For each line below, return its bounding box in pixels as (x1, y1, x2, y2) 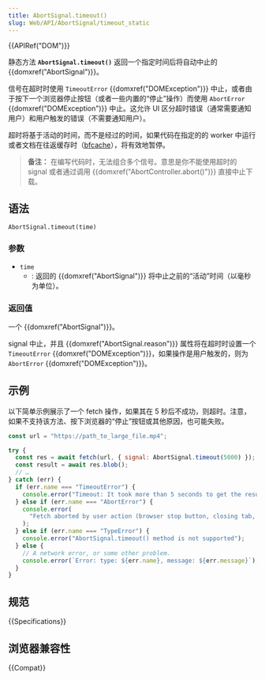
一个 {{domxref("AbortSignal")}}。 (8, 322, 120, 331)
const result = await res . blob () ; (15, 461, 129, 469)
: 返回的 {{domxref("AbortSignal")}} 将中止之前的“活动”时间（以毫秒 (31, 270, 252, 281)
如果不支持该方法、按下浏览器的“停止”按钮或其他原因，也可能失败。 (8, 416, 229, 425)
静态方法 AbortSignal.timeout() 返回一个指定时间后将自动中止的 (8, 57, 218, 66)
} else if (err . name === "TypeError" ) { (15, 527, 150, 535)
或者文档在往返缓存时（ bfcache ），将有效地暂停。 (8, 140, 170, 149)
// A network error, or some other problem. (22, 549, 171, 557)
